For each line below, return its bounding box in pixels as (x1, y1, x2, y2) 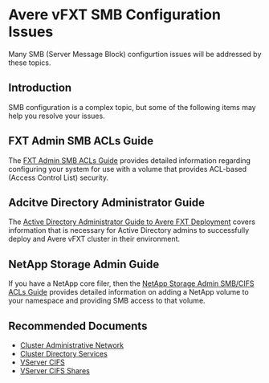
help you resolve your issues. (8, 111, 106, 120)
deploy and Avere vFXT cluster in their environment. (8, 234, 181, 244)
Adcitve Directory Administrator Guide (8, 195, 206, 210)
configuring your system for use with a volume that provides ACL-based (8, 164, 247, 173)
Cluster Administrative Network (19, 340, 124, 350)
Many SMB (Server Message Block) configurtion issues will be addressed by (8, 49, 262, 59)
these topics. (8, 58, 51, 67)
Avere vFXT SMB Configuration (8, 6, 221, 24)
